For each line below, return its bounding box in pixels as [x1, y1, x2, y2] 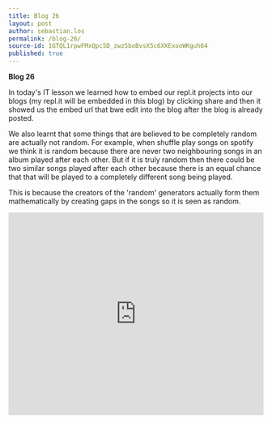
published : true [8, 49, 63, 58]
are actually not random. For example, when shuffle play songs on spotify [8, 138, 253, 147]
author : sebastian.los [8, 27, 85, 35]
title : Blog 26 [8, 11, 60, 20]
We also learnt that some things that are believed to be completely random [8, 129, 257, 139]
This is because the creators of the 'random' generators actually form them [8, 188, 260, 197]
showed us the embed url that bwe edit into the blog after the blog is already [8, 105, 263, 114]
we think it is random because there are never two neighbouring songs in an [8, 147, 262, 156]
